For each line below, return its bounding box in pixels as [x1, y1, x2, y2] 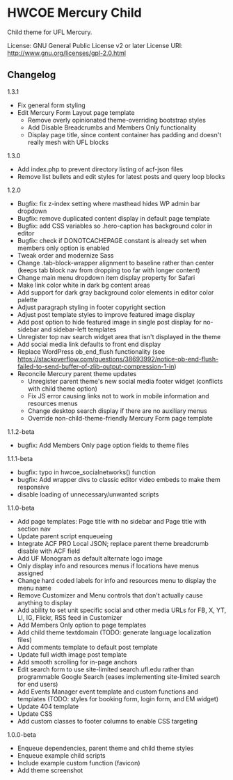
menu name [17, 584, 52, 592]
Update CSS [17, 709, 53, 718]
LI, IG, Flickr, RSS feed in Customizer [17, 613, 123, 621]
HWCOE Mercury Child [7, 5, 142, 21]
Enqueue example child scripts [17, 751, 106, 760]
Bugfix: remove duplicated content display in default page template [17, 214, 210, 222]
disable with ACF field [17, 547, 81, 555]
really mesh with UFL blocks [27, 138, 109, 146]
